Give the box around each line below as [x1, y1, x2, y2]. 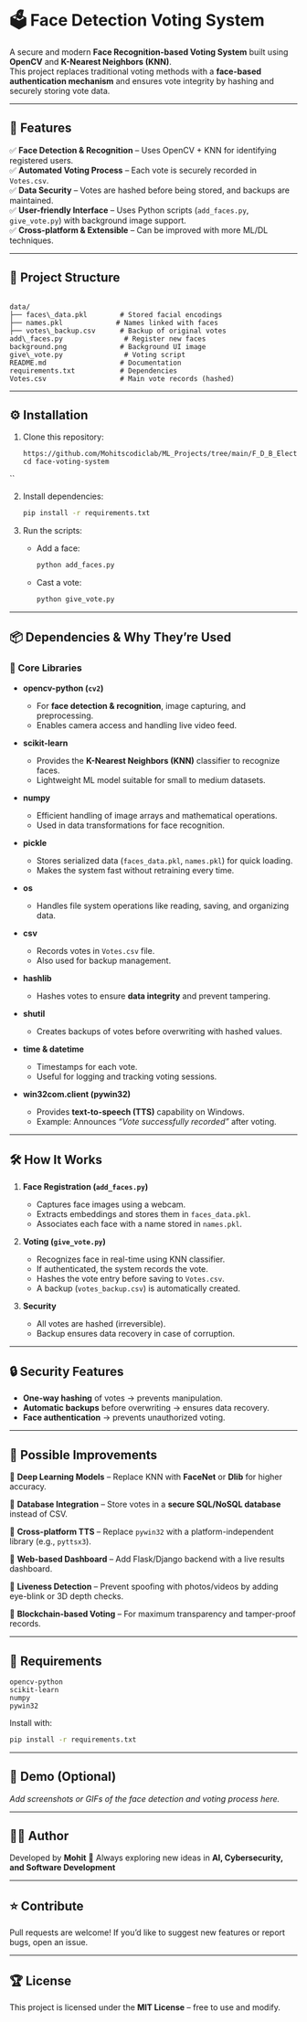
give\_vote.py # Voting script [9, 350, 185, 359]
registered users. [9, 154, 74, 165]
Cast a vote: [36, 577, 82, 588]
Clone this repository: [22, 431, 104, 442]
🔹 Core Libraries [9, 662, 82, 674]
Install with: [9, 1717, 53, 1728]
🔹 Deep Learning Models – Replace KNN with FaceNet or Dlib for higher [9, 1471, 283, 1483]
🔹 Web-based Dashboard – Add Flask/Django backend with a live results [9, 1553, 285, 1565]
